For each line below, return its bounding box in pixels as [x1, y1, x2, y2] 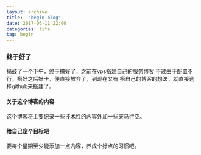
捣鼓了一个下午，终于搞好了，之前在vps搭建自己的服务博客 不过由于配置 [6, 67, 188, 75]
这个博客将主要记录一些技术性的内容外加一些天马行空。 [6, 112, 145, 120]
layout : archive [6, 9, 48, 15]
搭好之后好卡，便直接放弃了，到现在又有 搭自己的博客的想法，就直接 [16, 75, 189, 83]
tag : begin [6, 32, 34, 38]
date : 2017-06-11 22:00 [6, 20, 67, 26]
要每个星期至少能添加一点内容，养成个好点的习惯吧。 [6, 142, 140, 150]
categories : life [6, 26, 51, 32]
